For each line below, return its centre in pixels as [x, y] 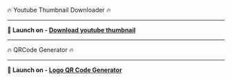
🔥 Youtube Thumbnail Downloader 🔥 [59, 10]
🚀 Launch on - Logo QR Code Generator [65, 70]
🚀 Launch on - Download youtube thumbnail [71, 30]
